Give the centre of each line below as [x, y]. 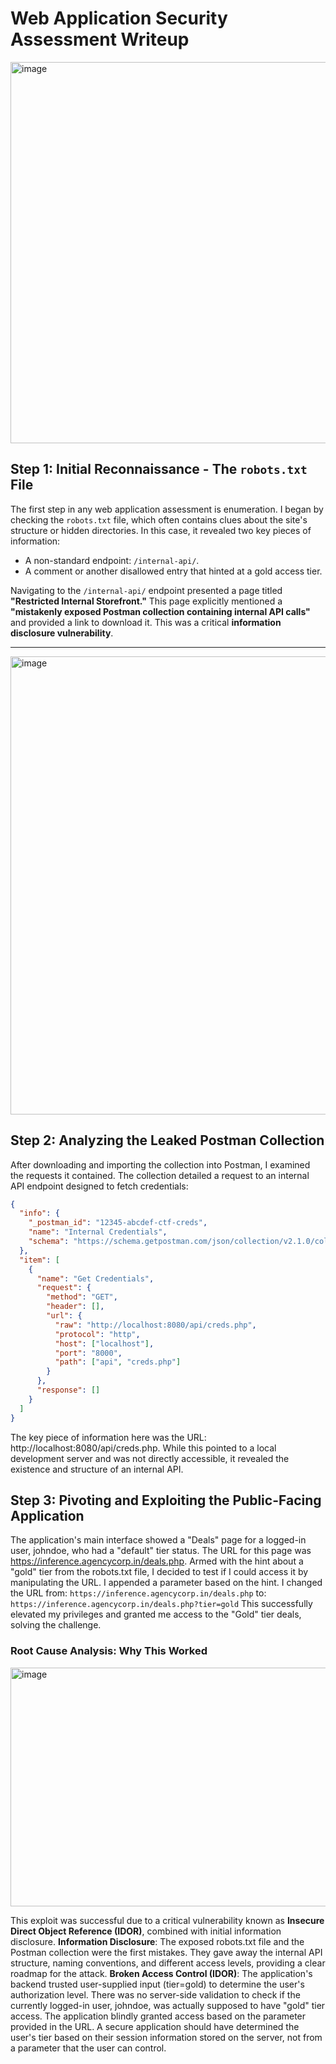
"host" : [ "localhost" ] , [104, 1343]
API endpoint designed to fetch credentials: [99, 1186]
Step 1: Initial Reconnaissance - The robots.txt [159, 469]
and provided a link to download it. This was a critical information [146, 622]
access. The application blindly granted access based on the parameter [158, 2016]
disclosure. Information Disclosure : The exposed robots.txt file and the [157, 1941]
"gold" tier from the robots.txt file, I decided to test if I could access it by [159, 1572]
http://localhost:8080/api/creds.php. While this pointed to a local [143, 1448]
